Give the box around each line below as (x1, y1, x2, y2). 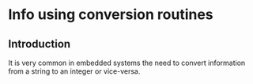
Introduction (8, 37, 71, 51)
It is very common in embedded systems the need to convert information (8, 58, 246, 67)
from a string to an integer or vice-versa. (8, 67, 141, 76)
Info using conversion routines (8, 6, 213, 24)
